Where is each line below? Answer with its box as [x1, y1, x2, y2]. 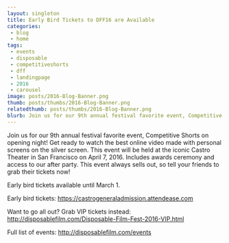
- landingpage [10, 73, 51, 81]
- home [10, 36, 29, 43]
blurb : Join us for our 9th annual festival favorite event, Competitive [7, 112, 223, 119]
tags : [7, 42, 23, 49]
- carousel [10, 86, 41, 93]
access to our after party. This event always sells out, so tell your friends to [7, 160, 219, 168]
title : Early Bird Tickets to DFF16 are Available [7, 16, 155, 23]
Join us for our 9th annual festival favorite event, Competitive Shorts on [7, 131, 209, 139]
